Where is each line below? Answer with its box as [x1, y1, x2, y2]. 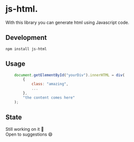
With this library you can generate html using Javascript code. [5, 19, 130, 25]
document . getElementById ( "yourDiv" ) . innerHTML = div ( [14, 72, 125, 77]
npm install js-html [5, 46, 47, 52]
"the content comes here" [23, 95, 75, 100]
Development [5, 34, 47, 42]
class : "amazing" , [31, 82, 69, 87]
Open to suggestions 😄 [5, 131, 53, 137]
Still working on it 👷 [5, 126, 44, 132]
